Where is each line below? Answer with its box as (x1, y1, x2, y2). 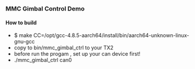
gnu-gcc (13, 38, 35, 45)
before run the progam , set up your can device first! (13, 50, 141, 57)
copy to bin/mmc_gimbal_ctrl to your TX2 (13, 44, 114, 51)
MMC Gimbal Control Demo (5, 5, 85, 13)
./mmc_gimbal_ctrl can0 (13, 57, 72, 64)
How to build (5, 19, 37, 26)
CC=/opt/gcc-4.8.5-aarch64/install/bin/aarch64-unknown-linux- (33, 32, 190, 39)
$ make (13, 32, 33, 39)
